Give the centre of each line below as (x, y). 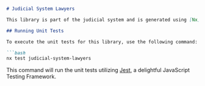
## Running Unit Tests (35, 30)
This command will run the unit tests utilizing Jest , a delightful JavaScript (98, 70)
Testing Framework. (31, 77)
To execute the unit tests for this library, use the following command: (102, 42)
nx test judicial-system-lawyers (49, 59)
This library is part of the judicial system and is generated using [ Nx (102, 20)
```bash (16, 53)
